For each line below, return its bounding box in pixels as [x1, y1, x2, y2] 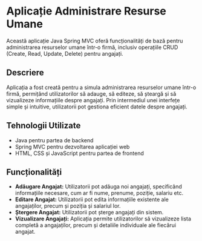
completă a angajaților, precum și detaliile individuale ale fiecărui [15, 222, 177, 229]
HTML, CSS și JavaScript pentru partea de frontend [15, 150, 144, 157]
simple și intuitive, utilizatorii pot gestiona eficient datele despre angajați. [6, 103, 187, 110]
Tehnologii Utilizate [6, 120, 81, 131]
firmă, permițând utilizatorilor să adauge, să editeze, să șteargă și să [6, 90, 177, 97]
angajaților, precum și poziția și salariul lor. [15, 202, 121, 210]
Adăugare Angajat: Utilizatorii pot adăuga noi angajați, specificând [15, 183, 183, 190]
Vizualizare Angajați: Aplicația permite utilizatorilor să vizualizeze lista [15, 215, 192, 222]
